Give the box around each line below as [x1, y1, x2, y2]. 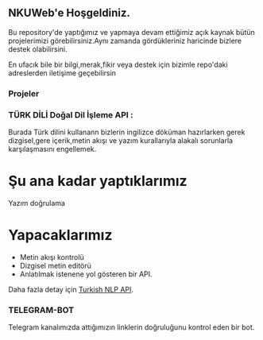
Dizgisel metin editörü [19, 261, 91, 270]
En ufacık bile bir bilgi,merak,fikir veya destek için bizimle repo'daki [8, 60, 228, 69]
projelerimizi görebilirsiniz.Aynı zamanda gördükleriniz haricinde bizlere [8, 36, 242, 45]
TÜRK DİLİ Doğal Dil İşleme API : [8, 109, 133, 120]
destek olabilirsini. [8, 44, 68, 54]
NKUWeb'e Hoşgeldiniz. [8, 6, 131, 20]
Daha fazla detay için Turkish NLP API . [8, 284, 133, 294]
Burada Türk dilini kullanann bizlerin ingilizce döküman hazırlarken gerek [8, 127, 246, 137]
